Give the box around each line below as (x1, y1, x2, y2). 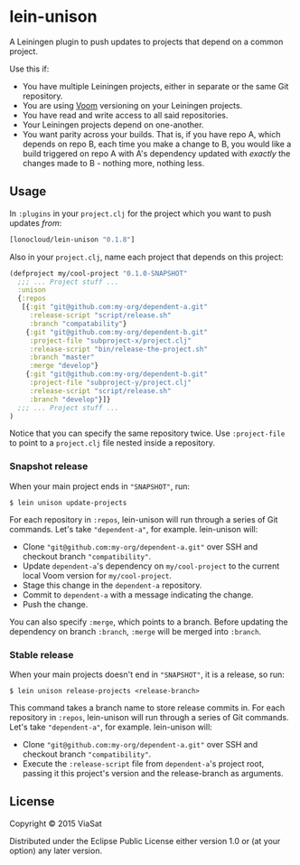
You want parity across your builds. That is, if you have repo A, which (22, 128, 281, 139)
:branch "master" (29, 353, 95, 362)
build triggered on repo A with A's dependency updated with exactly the (22, 147, 291, 159)
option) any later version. (9, 845, 102, 856)
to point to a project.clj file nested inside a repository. (9, 437, 215, 448)
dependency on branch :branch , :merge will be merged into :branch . (9, 625, 262, 636)
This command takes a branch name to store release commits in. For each (9, 702, 286, 713)
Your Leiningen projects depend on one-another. (22, 119, 204, 130)
